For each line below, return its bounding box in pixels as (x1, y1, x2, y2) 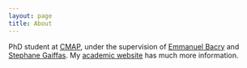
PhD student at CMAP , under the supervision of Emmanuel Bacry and (8, 41, 240, 51)
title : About (8, 19, 53, 28)
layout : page (8, 11, 53, 20)
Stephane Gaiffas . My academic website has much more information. (8, 50, 239, 60)
